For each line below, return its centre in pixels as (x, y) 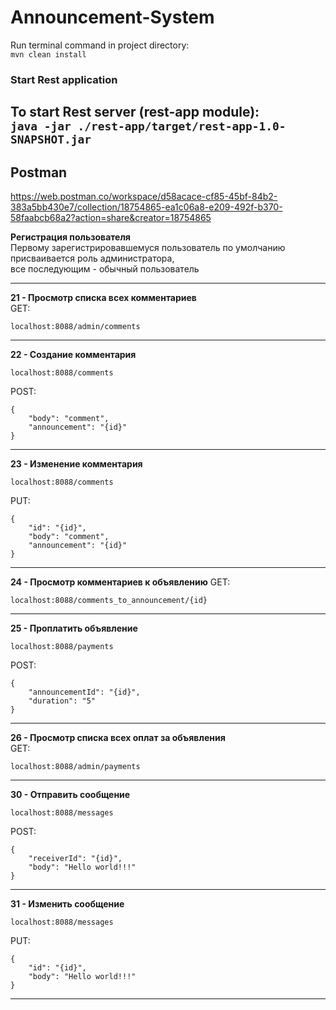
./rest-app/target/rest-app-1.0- (182, 126)
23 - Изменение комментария (76, 464)
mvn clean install (48, 54)
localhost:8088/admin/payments (75, 767)
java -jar (41, 126)
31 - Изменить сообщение (67, 904)
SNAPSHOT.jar (51, 139)
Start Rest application (64, 79)
